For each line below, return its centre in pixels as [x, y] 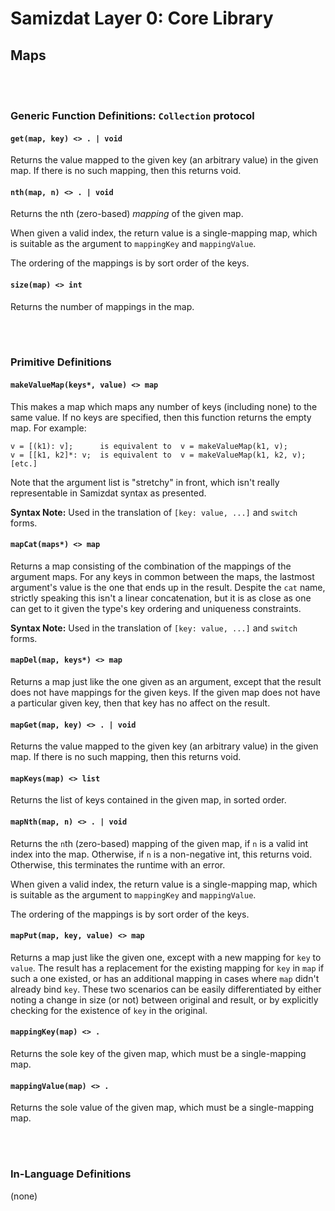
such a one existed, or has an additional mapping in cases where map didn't [165, 978]
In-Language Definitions [71, 1174]
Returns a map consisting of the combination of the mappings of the [151, 566]
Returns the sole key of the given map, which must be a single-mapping [158, 1054]
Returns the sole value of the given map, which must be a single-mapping [162, 1108]
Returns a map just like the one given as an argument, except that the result [166, 682]
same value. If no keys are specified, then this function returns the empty [161, 417]
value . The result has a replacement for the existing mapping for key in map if [167, 968]
